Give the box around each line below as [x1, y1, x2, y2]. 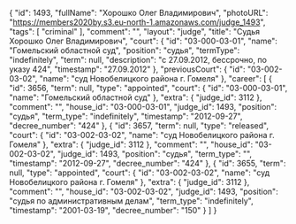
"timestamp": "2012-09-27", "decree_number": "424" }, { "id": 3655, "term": [9, 158, 286, 168]
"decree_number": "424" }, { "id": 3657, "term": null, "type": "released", [9, 120, 269, 131]
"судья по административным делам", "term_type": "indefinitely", [9, 196, 254, 206]
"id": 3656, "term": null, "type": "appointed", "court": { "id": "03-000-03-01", [9, 83, 288, 93]
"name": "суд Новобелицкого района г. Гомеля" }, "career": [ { [39, 73, 272, 83]
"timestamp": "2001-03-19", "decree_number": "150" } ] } [9, 205, 217, 215]
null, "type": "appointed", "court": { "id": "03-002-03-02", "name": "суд [9, 167, 270, 178]
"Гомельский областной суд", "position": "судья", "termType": [9, 45, 240, 56]
